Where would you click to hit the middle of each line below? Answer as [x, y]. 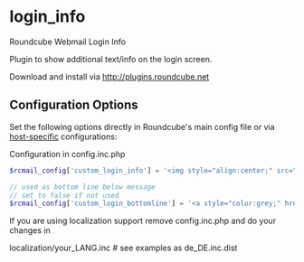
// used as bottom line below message [82, 187]
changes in [30, 230]
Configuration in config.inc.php [67, 154]
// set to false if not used [64, 195]
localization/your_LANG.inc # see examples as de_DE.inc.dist [123, 248]
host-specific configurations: [63, 136]
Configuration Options [74, 105]
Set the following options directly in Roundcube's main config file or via [142, 126]
